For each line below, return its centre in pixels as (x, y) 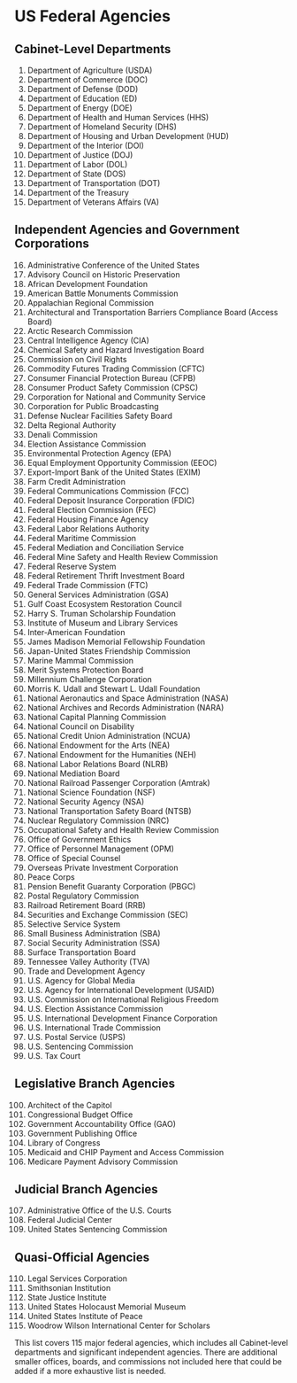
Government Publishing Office (82, 1133)
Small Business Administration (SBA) (94, 933)
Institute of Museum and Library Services (103, 623)
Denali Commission (62, 434)
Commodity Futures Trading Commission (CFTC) (116, 369)
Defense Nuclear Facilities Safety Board (100, 416)
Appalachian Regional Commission (90, 302)
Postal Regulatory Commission (83, 896)
